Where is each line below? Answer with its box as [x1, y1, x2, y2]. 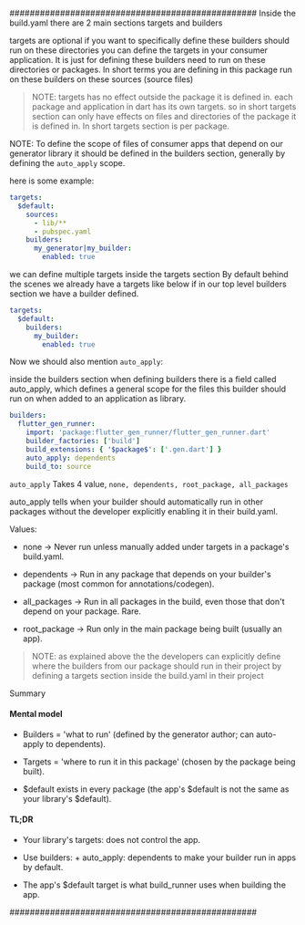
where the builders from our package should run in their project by [31, 660, 282, 671]
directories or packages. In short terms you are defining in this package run [9, 64, 293, 75]
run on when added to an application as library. [9, 393, 187, 404]
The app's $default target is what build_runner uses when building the [22, 879, 287, 890]
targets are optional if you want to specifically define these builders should [9, 36, 290, 46]
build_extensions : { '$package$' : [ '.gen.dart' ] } [25, 444, 222, 454]
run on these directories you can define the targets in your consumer [9, 45, 269, 56]
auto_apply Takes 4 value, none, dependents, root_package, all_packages [9, 478, 289, 489]
